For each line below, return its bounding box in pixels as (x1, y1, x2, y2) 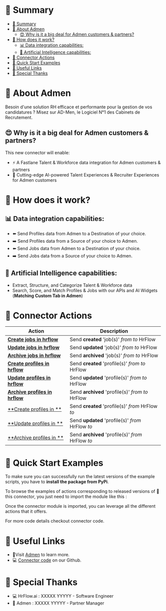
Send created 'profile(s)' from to (70, 360, 146, 367)
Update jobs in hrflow (7, 344, 60, 351)
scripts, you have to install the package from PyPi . (5, 479, 109, 485)
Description (100, 328, 128, 335)
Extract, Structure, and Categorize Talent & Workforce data (12, 282, 132, 288)
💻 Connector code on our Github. (12, 557, 82, 563)
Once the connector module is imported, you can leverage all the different (5, 503, 156, 509)
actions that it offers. (5, 509, 47, 515)
